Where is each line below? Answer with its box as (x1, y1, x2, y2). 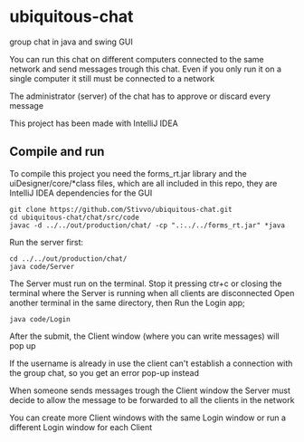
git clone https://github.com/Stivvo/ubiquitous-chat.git (9, 205, 233, 214)
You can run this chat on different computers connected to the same (9, 53, 264, 64)
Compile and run (9, 144, 105, 159)
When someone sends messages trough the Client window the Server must (9, 385, 291, 396)
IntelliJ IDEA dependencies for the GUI (9, 187, 153, 198)
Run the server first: (9, 236, 84, 247)
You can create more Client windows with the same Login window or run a (9, 412, 287, 423)
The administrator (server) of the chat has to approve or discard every (9, 91, 271, 101)
